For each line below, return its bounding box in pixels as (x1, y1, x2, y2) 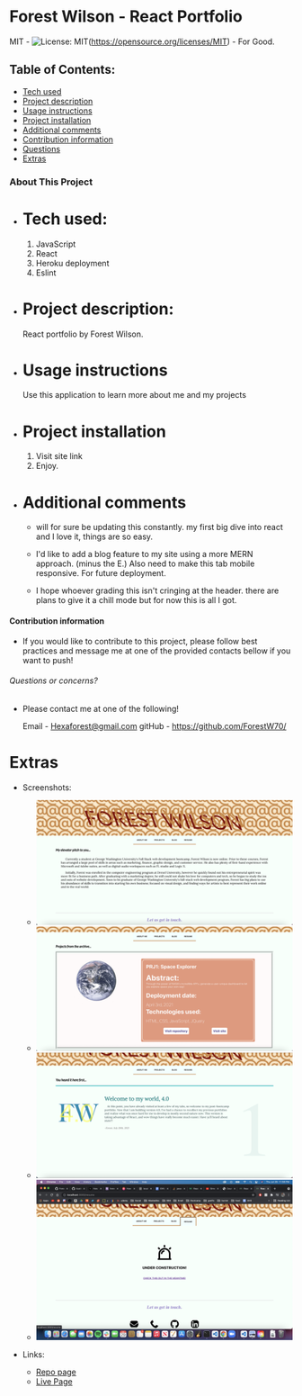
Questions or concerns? (9, 675, 99, 686)
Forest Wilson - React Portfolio (9, 6, 243, 27)
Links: (22, 1348, 45, 1360)
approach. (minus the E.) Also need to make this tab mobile (35, 558, 255, 569)
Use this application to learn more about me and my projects (22, 390, 247, 401)
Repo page (35, 1366, 76, 1377)
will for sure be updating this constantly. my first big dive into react (35, 522, 283, 533)
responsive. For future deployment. (35, 568, 166, 579)
